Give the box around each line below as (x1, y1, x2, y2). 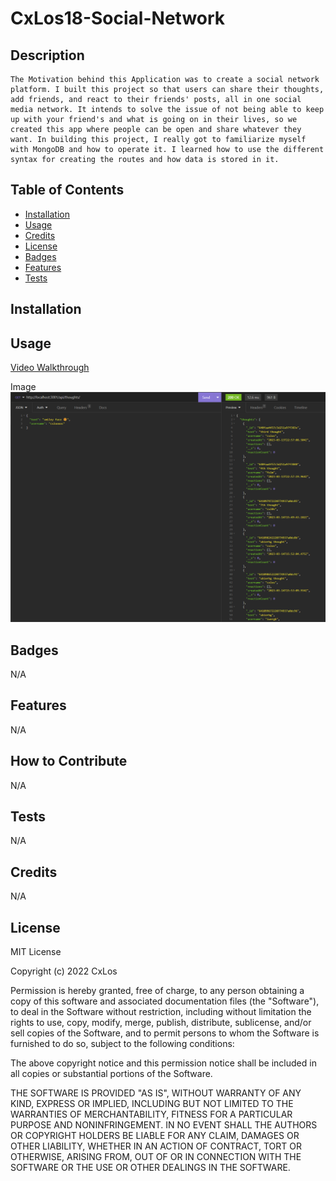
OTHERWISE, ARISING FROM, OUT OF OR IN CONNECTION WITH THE (10, 1151, 302, 1163)
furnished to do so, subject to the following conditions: (10, 1038, 235, 1050)
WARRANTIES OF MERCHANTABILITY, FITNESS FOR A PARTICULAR (10, 1108, 293, 1121)
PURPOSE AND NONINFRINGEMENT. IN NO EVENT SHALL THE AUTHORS (10, 1119, 318, 1131)
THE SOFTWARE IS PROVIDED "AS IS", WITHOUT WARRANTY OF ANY (10, 1087, 302, 1099)
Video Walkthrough (10, 362, 90, 374)
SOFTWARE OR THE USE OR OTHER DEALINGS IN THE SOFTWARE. (10, 1162, 291, 1174)
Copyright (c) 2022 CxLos (10, 965, 118, 977)
